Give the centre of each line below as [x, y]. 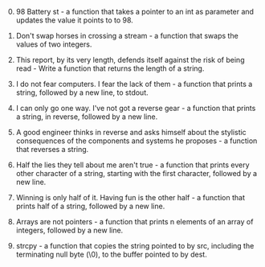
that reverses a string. [52, 149]
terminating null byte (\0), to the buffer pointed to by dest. [111, 254]
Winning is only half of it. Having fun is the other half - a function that [130, 197]
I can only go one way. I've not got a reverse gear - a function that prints [136, 108]
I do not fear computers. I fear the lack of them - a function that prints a [134, 84]
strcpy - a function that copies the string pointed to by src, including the [135, 246]
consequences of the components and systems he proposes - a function [137, 141]
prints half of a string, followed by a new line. [90, 206]
